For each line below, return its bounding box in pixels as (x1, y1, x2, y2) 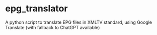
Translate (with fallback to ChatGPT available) (5, 24, 100, 30)
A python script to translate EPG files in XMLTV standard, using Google (5, 19, 152, 25)
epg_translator (5, 3, 68, 14)
